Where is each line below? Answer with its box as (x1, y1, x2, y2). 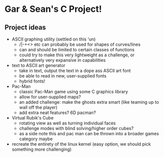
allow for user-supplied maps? (19, 94, 81, 100)
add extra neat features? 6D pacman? (19, 110, 96, 116)
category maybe (19, 136, 53, 142)
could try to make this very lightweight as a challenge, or (19, 52, 135, 58)
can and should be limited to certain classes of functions (19, 47, 135, 52)
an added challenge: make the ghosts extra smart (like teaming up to (19, 99, 159, 105)
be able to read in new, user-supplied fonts (19, 73, 107, 78)
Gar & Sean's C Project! (4, 3, 102, 15)
